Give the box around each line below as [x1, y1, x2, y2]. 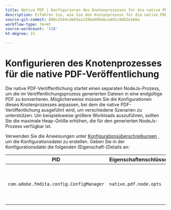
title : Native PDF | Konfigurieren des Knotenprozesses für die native [5, 7, 160, 13]
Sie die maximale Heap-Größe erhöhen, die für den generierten [5, 118, 138, 124]
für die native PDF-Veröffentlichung [5, 68, 159, 80]
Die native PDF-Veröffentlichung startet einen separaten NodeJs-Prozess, [5, 85, 160, 91]
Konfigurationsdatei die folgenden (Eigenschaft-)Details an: [5, 144, 130, 150]
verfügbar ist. [23, 123, 52, 129]
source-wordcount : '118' [5, 27, 58, 32]
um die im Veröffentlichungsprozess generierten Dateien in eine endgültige [5, 90, 163, 97]
